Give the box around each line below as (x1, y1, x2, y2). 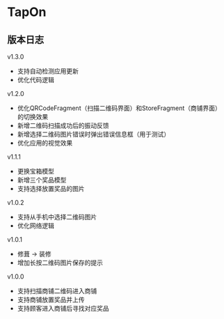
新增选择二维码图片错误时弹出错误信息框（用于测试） (17, 130, 170, 138)
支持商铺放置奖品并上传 (17, 295, 85, 304)
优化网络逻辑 (17, 221, 54, 230)
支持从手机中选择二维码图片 (17, 213, 97, 221)
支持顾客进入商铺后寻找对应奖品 (17, 304, 109, 312)
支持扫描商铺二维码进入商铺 (17, 287, 97, 295)
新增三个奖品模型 (17, 176, 67, 184)
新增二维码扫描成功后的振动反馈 (17, 121, 109, 130)
